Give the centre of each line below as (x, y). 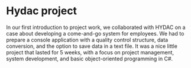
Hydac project (42, 11)
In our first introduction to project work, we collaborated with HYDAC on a (96, 27)
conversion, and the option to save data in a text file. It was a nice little (92, 46)
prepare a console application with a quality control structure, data (87, 40)
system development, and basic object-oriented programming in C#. (90, 59)
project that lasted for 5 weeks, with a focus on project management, (90, 52)
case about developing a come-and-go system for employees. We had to (95, 33)
